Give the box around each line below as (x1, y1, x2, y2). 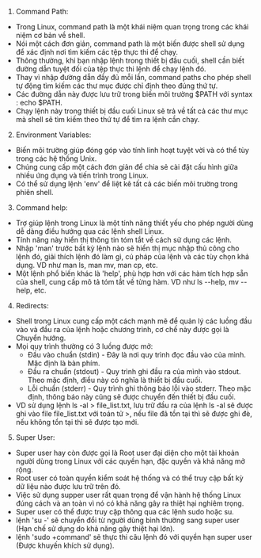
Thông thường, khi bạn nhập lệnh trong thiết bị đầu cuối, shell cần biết (15, 55, 245, 65)
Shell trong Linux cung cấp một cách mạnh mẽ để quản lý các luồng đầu (15, 316, 252, 326)
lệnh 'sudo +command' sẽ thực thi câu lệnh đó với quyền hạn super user (15, 533, 253, 541)
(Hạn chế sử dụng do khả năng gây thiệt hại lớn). (15, 524, 176, 533)
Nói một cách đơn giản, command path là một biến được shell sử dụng (15, 39, 245, 48)
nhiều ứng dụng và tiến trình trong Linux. (15, 170, 149, 180)
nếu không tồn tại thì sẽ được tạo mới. (15, 418, 140, 426)
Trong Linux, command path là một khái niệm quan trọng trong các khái (15, 22, 249, 31)
